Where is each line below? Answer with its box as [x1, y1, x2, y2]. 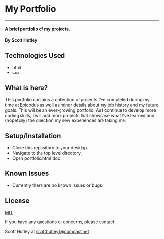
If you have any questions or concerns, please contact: [5, 219, 116, 225]
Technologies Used [5, 51, 65, 60]
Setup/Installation [5, 132, 61, 140]
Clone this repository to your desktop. [12, 144, 89, 150]
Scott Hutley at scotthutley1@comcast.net [5, 229, 89, 235]
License [5, 196, 30, 205]
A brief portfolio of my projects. [5, 26, 71, 32]
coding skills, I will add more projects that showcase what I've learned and [5, 112, 155, 118]
